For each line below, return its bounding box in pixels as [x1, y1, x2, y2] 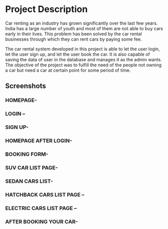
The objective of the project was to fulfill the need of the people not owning [5, 62, 162, 68]
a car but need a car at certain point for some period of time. [5, 67, 131, 73]
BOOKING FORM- [5, 151, 49, 158]
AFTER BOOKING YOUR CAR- [5, 218, 78, 225]
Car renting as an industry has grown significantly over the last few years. [5, 20, 158, 26]
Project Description [5, 4, 88, 15]
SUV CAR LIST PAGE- [5, 164, 58, 171]
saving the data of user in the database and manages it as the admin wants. [5, 56, 162, 62]
